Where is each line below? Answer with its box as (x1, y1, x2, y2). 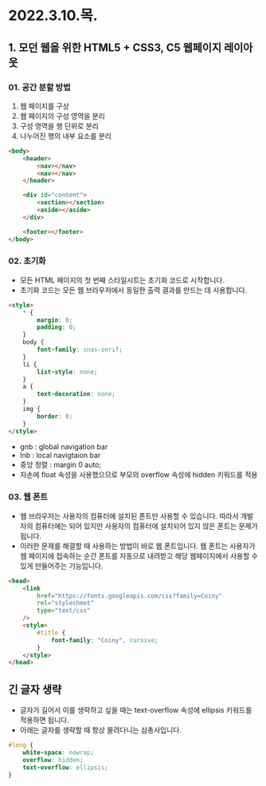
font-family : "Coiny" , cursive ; (50, 636, 158, 644)
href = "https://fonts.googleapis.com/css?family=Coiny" (37, 591, 223, 600)
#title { (37, 629, 66, 637)
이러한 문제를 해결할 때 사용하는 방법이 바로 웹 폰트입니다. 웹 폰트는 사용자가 (19, 541, 256, 551)
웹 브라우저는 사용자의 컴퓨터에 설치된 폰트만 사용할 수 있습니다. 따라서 (19, 511, 239, 520)
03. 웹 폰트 (8, 492, 49, 503)
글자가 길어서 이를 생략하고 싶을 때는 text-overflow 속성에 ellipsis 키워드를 (19, 705, 252, 715)
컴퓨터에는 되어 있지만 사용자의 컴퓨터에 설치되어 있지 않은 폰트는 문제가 (34, 521, 259, 531)
